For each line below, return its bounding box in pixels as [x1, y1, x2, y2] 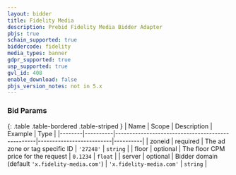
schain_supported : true [7, 37, 78, 44]
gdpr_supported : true [7, 56, 71, 64]
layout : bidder [7, 10, 52, 18]
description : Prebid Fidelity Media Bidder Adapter [7, 23, 163, 30]
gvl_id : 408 [7, 69, 42, 76]
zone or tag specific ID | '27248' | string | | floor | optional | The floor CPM [7, 144, 225, 152]
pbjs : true [7, 30, 40, 37]
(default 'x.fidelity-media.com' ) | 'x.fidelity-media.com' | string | [7, 159, 207, 168]
